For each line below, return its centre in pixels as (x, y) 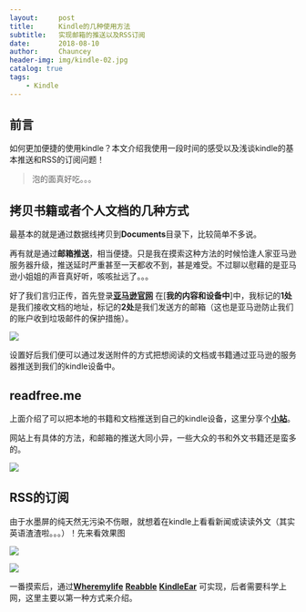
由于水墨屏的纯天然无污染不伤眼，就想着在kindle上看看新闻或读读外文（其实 (153, 521)
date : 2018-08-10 (55, 43)
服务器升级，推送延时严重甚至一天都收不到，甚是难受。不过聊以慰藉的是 (145, 265)
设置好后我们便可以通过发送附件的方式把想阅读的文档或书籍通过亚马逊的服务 (153, 355)
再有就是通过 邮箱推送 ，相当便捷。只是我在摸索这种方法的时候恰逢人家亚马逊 (153, 254)
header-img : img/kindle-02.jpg (69, 60)
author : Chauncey (51, 52)
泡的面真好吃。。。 (64, 179)
